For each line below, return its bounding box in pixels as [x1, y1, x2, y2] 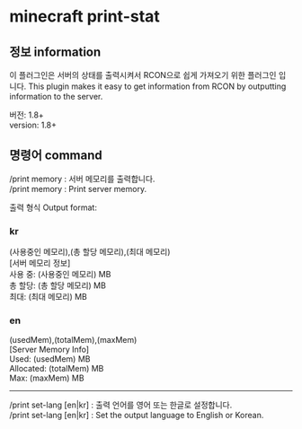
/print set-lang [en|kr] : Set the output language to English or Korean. [9, 410, 264, 421]
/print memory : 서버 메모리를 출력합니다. [9, 173, 155, 184]
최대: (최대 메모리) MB [9, 292, 88, 302]
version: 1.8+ [9, 119, 57, 130]
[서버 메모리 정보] [9, 258, 71, 268]
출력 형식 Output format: [9, 202, 97, 213]
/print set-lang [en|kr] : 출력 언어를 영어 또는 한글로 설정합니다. [9, 399, 233, 410]
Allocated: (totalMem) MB [9, 363, 104, 374]
